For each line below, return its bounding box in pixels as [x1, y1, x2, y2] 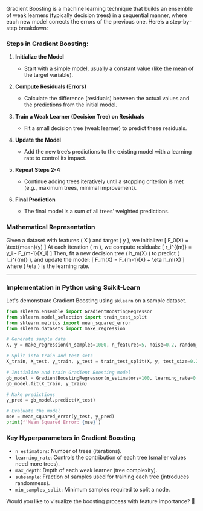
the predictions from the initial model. [24, 101, 118, 108]
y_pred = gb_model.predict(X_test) [6, 397, 96, 403]
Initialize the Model [14, 53, 65, 60]
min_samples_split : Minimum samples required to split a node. [14, 486, 170, 493]
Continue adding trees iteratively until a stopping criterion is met [24, 178, 184, 185]
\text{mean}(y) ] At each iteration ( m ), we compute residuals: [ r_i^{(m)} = [6, 243, 192, 250]
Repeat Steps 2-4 [14, 166, 60, 174]
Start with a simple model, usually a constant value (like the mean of [24, 65, 194, 72]
